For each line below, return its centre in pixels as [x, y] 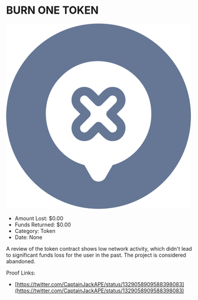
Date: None [28, 237]
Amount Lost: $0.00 [39, 218]
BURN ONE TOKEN [52, 10]
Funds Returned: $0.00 [43, 224]
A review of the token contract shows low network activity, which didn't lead [99, 248]
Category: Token [35, 231]
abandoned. [21, 261]
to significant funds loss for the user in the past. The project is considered [96, 255]
